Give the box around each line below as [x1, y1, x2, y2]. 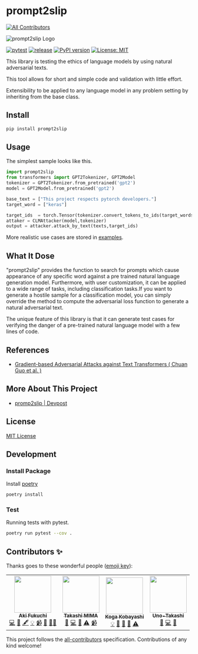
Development [6, 449, 57, 459]
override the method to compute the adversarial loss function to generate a [6, 298, 189, 305]
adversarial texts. [6, 64, 48, 71]
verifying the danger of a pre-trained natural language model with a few [6, 322, 180, 329]
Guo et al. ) [14, 367, 42, 374]
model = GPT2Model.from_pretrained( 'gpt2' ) [6, 185, 115, 192]
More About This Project [6, 384, 98, 394]
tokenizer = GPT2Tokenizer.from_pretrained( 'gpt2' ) [6, 180, 136, 186]
